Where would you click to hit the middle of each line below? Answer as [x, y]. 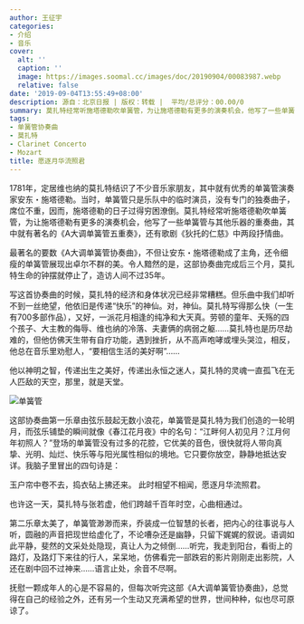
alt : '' [32, 60]
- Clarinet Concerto [48, 144]
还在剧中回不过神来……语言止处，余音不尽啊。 [96, 568]
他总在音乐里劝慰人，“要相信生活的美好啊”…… [95, 350]
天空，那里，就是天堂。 [84, 381]
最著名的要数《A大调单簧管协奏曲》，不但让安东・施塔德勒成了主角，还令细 [149, 252]
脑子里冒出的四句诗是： [76, 465]
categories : [32, 26]
